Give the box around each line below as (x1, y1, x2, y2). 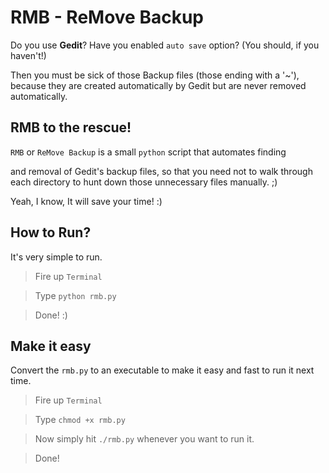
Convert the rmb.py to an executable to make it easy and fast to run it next (10, 364, 315, 376)
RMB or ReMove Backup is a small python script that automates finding (10, 146, 287, 158)
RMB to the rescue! (10, 119, 132, 136)
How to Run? (10, 224, 92, 241)
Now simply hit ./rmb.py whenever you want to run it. (34, 433, 255, 445)
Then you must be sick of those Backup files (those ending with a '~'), (10, 69, 300, 81)
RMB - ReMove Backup (10, 6, 205, 29)
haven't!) (10, 49, 47, 61)
